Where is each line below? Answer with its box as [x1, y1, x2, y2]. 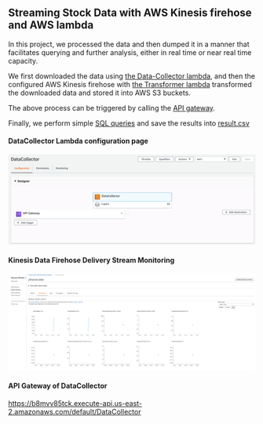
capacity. [8, 56, 38, 65]
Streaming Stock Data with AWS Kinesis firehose [8, 6, 253, 20]
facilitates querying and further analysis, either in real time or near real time [8, 47, 252, 57]
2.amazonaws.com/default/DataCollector [8, 407, 141, 416]
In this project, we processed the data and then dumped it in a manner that [8, 39, 250, 49]
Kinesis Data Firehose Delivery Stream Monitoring [8, 255, 175, 265]
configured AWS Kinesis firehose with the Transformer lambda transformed [8, 79, 253, 89]
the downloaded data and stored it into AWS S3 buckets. [8, 88, 191, 97]
